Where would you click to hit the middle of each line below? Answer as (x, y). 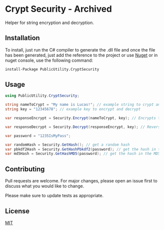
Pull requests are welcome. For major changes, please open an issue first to (81, 181)
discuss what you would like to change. (45, 186)
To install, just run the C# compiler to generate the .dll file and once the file (80, 50)
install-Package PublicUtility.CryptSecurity (52, 69)
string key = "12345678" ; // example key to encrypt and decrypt (73, 109)
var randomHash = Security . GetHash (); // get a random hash (68, 145)
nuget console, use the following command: (49, 60)
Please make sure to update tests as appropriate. (54, 196)
